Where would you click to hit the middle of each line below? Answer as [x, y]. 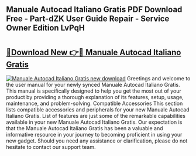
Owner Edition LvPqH [45, 28]
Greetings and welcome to [159, 78]
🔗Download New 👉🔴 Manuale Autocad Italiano [94, 52]
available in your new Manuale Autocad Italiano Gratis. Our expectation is [94, 122]
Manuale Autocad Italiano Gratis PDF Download [94, 10]
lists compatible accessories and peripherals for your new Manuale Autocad [98, 110]
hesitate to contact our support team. [51, 147]
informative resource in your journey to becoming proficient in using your [94, 135]
